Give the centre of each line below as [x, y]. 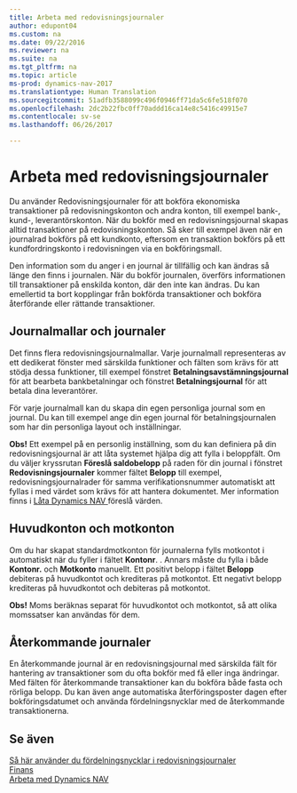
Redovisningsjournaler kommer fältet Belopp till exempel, [116, 472]
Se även [32, 739]
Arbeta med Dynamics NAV [59, 780]
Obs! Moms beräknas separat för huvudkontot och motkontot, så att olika [143, 605]
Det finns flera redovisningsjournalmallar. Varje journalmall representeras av [148, 353]
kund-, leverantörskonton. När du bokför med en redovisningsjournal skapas [149, 220]
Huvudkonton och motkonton [92, 529]
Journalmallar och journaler [87, 331]
